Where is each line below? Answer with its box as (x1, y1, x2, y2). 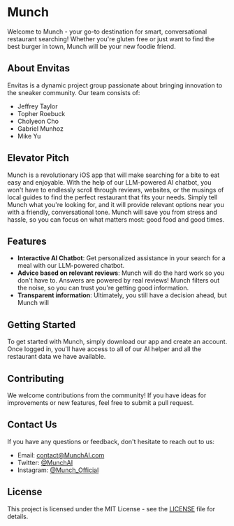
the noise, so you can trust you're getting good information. (17, 284, 189, 292)
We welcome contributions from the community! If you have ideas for (7, 391, 207, 399)
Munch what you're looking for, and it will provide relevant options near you (7, 200, 225, 208)
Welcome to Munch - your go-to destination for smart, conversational (7, 27, 207, 36)
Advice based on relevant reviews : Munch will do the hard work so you (17, 269, 225, 277)
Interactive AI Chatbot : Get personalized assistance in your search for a (17, 254, 226, 262)
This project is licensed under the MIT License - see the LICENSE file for (7, 504, 215, 513)
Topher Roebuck (17, 109, 66, 118)
